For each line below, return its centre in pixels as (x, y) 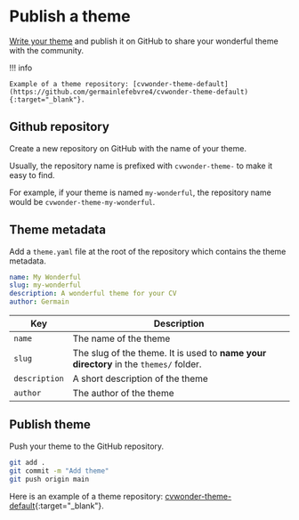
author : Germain (39, 302)
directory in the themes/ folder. (137, 364)
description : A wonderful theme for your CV (93, 294)
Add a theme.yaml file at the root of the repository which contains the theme (148, 251)
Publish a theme (70, 16)
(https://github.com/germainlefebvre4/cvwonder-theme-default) (129, 92)
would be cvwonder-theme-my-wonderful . (82, 201)
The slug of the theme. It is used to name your (170, 353)
